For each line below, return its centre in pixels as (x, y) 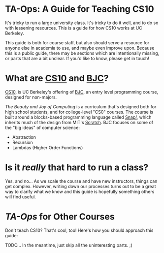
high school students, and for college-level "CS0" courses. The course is (79, 112)
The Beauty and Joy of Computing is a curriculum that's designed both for (81, 106)
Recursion (22, 142)
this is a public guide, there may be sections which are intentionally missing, (82, 53)
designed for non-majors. (31, 97)
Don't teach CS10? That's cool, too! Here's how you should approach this (79, 230)
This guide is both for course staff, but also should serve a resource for (77, 42)
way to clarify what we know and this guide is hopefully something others (80, 191)
